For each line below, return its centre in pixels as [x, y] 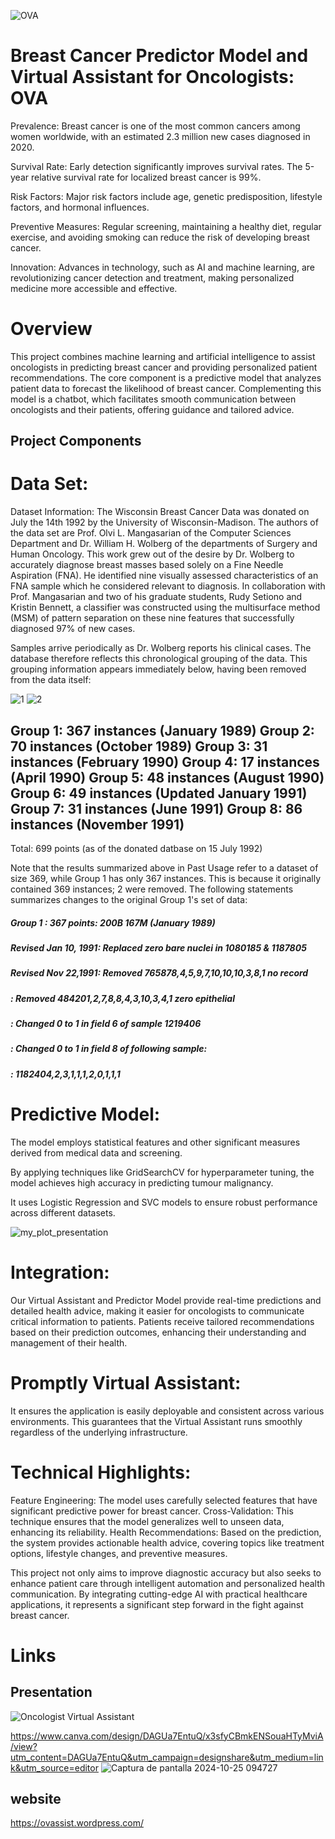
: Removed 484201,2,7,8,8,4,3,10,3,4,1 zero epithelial [122, 998]
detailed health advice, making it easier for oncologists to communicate [157, 1311]
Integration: [60, 1272]
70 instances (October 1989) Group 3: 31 [139, 746]
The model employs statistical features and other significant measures [155, 1142]
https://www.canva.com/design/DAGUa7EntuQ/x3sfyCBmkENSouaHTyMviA [167, 1736]
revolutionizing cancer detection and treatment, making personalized [152, 277]
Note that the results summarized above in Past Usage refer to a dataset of [164, 868]
